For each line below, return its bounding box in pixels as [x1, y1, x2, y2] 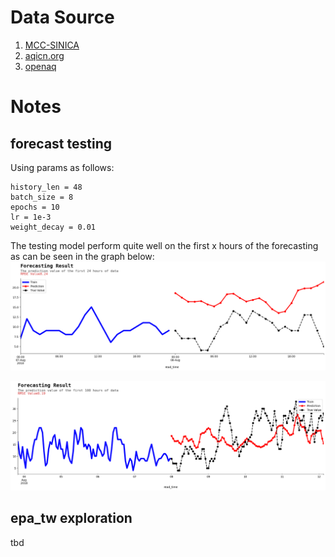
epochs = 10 [10, 202, 60, 212]
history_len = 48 [10, 182, 83, 192]
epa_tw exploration [10, 510, 133, 527]
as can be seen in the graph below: [10, 250, 155, 262]
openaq [24, 60, 57, 72]
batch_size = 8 [10, 192, 74, 202]
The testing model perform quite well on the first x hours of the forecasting [10, 239, 319, 251]
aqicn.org [24, 49, 65, 61]
